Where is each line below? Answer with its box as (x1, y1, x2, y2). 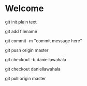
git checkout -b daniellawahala (5, 56, 67, 62)
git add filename (5, 28, 38, 34)
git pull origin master (5, 75, 46, 81)
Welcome (5, 3, 44, 14)
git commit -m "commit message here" (5, 37, 82, 44)
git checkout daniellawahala (5, 66, 61, 72)
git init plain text (5, 19, 37, 25)
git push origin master (5, 47, 49, 53)
